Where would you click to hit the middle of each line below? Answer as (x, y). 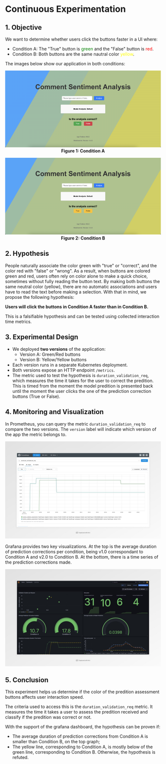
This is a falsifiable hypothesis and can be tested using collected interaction (82, 316)
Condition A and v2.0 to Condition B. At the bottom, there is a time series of (82, 557)
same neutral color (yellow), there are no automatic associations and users (81, 286)
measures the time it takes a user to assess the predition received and (77, 712)
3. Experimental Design (42, 337)
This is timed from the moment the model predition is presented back (83, 386)
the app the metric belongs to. (36, 434)
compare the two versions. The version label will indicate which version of (81, 429)
